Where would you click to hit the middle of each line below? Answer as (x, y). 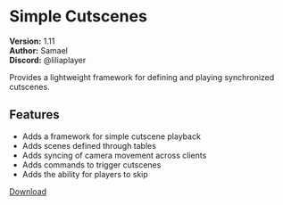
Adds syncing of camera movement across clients (114, 155)
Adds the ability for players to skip (85, 174)
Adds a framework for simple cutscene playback (111, 136)
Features (34, 115)
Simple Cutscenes (78, 16)
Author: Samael (39, 50)
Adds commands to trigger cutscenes (92, 164)
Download (28, 191)
